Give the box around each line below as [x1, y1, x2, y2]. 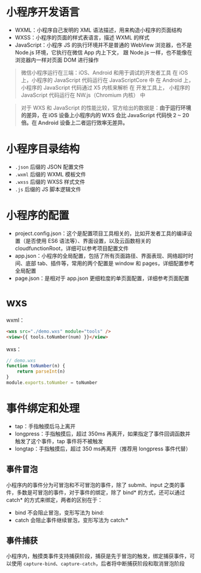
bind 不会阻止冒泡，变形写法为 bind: [14, 509, 105, 516]
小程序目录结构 [6, 142, 80, 156]
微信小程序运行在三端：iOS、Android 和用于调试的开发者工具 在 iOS [20, 69, 188, 76]
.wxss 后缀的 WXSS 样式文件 [14, 178, 86, 185]
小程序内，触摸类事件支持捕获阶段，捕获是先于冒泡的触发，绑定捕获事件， [6, 553, 190, 560]
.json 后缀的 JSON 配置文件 [14, 163, 84, 170]
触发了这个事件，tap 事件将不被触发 [14, 437, 103, 444]
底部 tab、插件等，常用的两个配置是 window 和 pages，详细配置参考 [25, 260, 194, 267]
